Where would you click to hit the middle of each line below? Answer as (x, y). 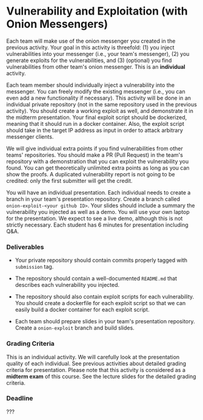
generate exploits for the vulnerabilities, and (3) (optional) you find (89, 60)
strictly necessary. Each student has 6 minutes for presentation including (98, 225)
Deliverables (25, 247)
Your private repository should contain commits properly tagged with (101, 260)
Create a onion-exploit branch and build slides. (75, 328)
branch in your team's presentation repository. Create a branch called (93, 199)
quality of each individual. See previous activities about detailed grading (96, 363)
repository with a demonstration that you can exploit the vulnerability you (98, 161)
